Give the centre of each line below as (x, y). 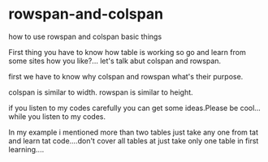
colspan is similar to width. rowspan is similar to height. (101, 92)
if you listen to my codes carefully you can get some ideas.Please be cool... (135, 108)
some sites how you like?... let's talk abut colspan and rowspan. (115, 61)
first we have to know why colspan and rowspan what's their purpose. (126, 76)
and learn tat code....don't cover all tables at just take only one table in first (134, 141)
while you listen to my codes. (57, 116)
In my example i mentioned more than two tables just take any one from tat (133, 132)
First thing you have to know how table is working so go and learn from (127, 52)
